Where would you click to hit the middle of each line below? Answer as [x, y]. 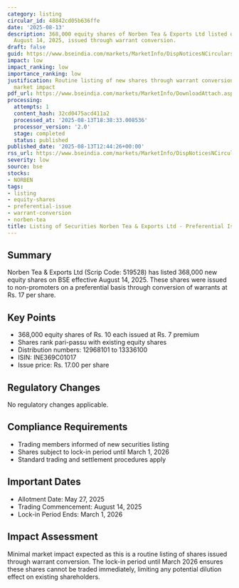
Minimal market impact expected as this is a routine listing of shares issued [117, 554]
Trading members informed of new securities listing [93, 444]
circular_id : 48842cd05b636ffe [54, 21]
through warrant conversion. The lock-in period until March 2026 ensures [115, 562]
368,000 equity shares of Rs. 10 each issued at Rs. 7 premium [108, 335]
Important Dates [44, 482]
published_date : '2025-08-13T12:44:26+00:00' [76, 147]
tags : [15, 186]
